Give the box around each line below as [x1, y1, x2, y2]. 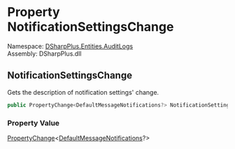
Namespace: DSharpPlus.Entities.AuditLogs [7, 42, 134, 50]
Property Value [7, 118, 60, 127]
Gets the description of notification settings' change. [7, 88, 159, 96]
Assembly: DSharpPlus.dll [7, 49, 82, 58]
